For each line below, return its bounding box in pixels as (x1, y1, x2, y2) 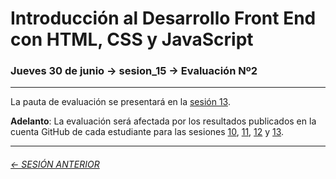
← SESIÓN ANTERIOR (10, 158, 100, 171)
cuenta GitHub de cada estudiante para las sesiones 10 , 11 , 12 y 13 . (10, 126, 285, 138)
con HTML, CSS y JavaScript (10, 28, 254, 51)
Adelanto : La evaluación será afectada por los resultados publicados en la (10, 115, 317, 127)
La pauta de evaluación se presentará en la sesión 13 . (10, 96, 231, 108)
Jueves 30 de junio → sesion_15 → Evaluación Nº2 (10, 64, 258, 78)
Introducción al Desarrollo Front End (10, 7, 317, 30)
